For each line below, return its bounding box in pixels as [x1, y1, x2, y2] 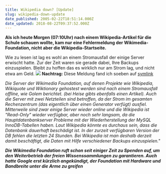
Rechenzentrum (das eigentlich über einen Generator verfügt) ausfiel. [5, 102, 147, 107]
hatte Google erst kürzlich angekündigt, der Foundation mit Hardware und [5, 158, 161, 164]
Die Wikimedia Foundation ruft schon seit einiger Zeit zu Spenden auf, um [5, 147, 160, 153]
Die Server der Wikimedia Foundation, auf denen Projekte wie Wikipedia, [5, 80, 154, 86]
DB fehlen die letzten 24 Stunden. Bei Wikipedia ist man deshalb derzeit [5, 133, 152, 139]
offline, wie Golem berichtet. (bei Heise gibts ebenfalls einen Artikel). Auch [5, 91, 157, 97]
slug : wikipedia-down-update [5, 12, 65, 17]
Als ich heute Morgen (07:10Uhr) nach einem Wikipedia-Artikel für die [5, 35, 152, 40]
